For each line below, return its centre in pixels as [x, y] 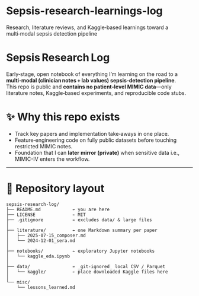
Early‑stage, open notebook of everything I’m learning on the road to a [92, 74]
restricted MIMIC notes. [44, 146]
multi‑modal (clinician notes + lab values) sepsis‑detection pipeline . [91, 80]
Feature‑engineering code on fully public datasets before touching [96, 140]
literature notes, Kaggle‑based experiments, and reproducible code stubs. [96, 93]
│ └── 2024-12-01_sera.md [41, 241]
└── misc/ [18, 282]
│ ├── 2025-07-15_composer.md [46, 235]
